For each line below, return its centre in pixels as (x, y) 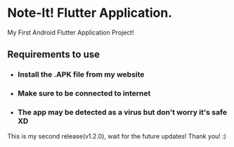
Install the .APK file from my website (81, 75)
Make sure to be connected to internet (84, 94)
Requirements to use (54, 55)
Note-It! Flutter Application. (90, 13)
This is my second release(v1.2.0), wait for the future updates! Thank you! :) (117, 136)
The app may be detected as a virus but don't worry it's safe (122, 113)
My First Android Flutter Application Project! (71, 32)
